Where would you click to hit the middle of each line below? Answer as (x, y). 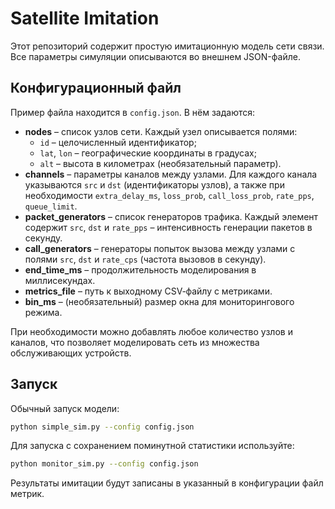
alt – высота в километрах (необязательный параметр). (160, 163)
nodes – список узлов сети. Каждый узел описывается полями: (161, 131)
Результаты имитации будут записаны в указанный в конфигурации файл (167, 483)
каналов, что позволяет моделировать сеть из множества (135, 342)
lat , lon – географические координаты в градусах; (148, 153)
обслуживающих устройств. (71, 353)
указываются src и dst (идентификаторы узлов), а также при (154, 184)
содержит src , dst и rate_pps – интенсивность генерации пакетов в (168, 227)
